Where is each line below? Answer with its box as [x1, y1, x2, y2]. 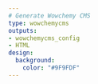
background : [15, 57, 56, 65]
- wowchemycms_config [8, 34, 80, 42]
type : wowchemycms [8, 19, 69, 27]
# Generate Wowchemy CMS [8, 11, 91, 20]
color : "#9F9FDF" [22, 64, 80, 72]
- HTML [8, 42, 30, 50]
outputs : [8, 26, 37, 34]
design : [8, 49, 34, 57]
